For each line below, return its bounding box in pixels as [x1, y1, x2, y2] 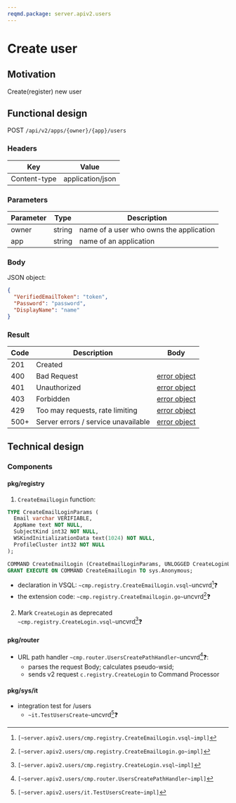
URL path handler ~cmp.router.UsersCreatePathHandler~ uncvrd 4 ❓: [17, 651, 209, 661]
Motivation [7, 68, 56, 81]
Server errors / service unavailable [36, 417, 150, 426]
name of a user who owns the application [79, 225, 216, 235]
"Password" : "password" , [13, 300, 86, 307]
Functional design [7, 108, 88, 120]
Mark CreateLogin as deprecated [17, 608, 112, 617]
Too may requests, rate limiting [36, 406, 138, 415]
